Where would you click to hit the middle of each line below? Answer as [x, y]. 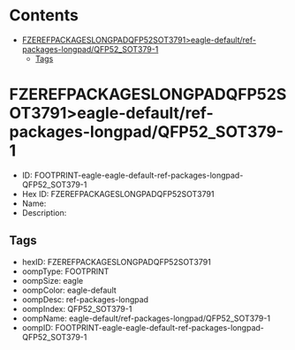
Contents [44, 15]
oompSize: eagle [53, 280]
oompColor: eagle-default [69, 290]
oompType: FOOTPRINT [65, 271]
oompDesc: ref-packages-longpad [85, 299]
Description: [44, 212]
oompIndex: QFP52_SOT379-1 [77, 308]
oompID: [38, 327]
